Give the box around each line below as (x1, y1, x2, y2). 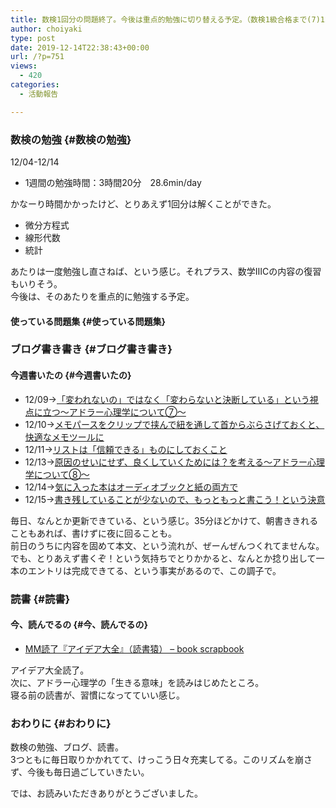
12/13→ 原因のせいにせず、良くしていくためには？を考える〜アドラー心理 (24, 456, 325, 468)
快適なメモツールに (24, 431, 105, 443)
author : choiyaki (10, 24, 83, 34)
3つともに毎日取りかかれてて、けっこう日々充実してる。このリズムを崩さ (10, 754, 313, 766)
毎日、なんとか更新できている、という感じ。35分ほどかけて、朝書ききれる (10, 514, 319, 526)
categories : (10, 80, 60, 90)
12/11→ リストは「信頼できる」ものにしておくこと (24, 443, 228, 455)
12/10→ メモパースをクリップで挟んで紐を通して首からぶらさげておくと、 (24, 418, 325, 430)
